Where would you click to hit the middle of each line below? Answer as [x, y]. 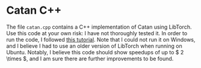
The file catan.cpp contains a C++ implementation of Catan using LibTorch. [99, 27]
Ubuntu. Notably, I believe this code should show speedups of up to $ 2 [95, 52]
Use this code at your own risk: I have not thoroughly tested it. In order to [97, 33]
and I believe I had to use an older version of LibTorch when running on [94, 46]
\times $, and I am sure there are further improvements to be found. [90, 58]
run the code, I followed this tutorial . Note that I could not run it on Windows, [101, 39]
